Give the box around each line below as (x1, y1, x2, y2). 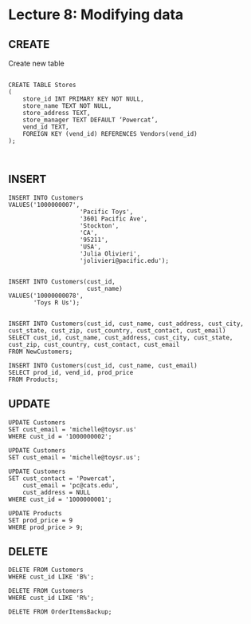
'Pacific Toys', (79, 208, 134, 216)
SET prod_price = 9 (8, 516, 73, 524)
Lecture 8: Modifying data (8, 6, 184, 24)
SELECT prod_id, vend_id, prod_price (8, 368, 134, 376)
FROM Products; (8, 376, 59, 384)
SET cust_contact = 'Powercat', (8, 474, 116, 483)
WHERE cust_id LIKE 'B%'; (8, 573, 94, 581)
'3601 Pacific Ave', (79, 214, 148, 223)
